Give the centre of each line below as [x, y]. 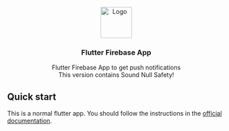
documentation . [30, 121]
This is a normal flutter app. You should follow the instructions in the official [115, 114]
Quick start [32, 97]
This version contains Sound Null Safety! [116, 75]
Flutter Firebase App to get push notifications [116, 68]
